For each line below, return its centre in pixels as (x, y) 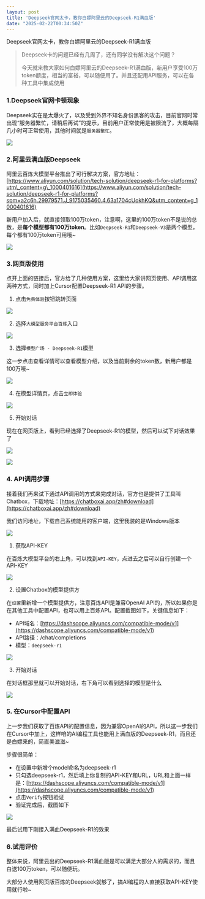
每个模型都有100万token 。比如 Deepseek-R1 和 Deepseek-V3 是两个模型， (110, 227)
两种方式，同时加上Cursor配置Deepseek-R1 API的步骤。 (77, 286)
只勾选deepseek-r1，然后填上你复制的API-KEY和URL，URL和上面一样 (103, 775)
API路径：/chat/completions (50, 637)
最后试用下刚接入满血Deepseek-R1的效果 (58, 829)
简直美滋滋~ (54, 741)
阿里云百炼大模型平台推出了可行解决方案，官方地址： (73, 174)
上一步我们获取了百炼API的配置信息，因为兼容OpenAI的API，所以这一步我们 (102, 726)
